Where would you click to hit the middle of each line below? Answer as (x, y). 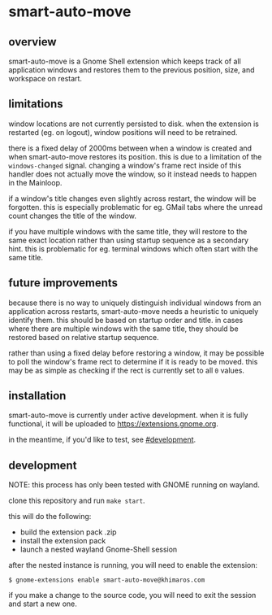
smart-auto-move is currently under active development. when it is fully (128, 415)
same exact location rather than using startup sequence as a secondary (129, 240)
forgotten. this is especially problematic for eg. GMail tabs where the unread (136, 207)
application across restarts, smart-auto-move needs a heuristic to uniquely (134, 311)
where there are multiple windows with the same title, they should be (123, 329)
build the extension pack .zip (68, 532)
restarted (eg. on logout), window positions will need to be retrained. (123, 132)
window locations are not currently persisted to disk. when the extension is (134, 124)
